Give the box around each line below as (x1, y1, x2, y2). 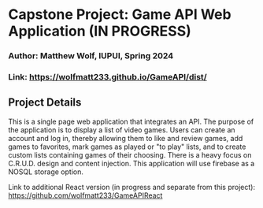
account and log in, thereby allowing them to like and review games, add (8, 133, 243, 143)
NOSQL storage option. (8, 167, 84, 176)
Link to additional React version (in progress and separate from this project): (8, 182, 256, 191)
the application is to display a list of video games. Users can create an (8, 124, 235, 135)
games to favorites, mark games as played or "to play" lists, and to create (8, 142, 246, 151)
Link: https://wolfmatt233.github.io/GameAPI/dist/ (8, 72, 207, 83)
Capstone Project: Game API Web (8, 6, 232, 24)
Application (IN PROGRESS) (8, 22, 191, 40)
